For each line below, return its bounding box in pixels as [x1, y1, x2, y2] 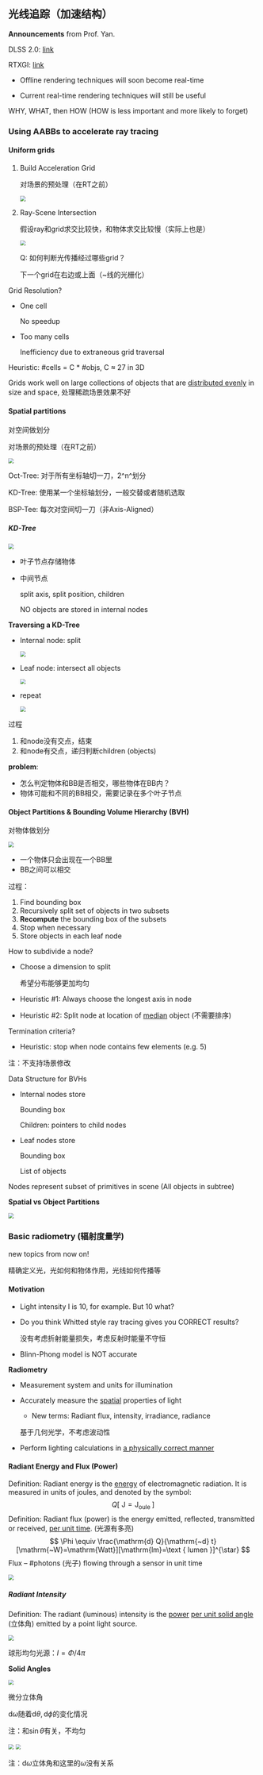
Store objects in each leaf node [19, 931, 123, 941]
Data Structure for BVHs [8, 1074, 87, 1084]
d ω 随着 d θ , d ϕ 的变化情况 [8, 1709, 88, 1719]
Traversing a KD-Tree [8, 620, 81, 630]
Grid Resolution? [8, 286, 62, 295]
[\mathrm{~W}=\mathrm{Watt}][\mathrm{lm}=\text [15, 1545, 181, 1554]
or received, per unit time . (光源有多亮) [8, 1523, 135, 1534]
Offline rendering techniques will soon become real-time [19, 75, 204, 85]
